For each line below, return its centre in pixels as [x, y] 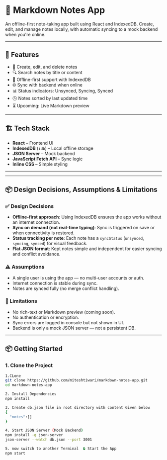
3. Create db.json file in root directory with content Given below [78, 407]
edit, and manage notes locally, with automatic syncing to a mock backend [82, 29]
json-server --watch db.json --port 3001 [49, 440]
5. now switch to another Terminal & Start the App [61, 449]
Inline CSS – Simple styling [40, 164]
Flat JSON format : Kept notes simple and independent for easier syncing [87, 249]
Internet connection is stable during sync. [55, 283]
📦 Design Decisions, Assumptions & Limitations [81, 189]
